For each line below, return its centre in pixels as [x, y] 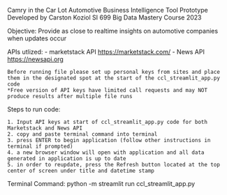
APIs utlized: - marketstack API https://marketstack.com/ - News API [106, 52]
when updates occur [37, 38]
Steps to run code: [34, 109]
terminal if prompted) [40, 146]
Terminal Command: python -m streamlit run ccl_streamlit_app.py [101, 184]
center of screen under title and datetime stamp [81, 171]
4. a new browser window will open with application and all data [106, 153]
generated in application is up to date [67, 159]
